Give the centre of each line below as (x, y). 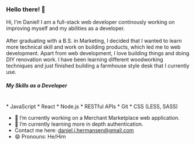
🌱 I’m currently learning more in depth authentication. (79, 124)
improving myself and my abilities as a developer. (66, 28)
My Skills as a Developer (37, 85)
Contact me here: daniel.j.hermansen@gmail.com (74, 130)
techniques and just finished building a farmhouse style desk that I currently (98, 66)
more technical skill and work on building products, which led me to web (93, 47)
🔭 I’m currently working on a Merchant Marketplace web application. (97, 118)
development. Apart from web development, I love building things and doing (98, 53)
